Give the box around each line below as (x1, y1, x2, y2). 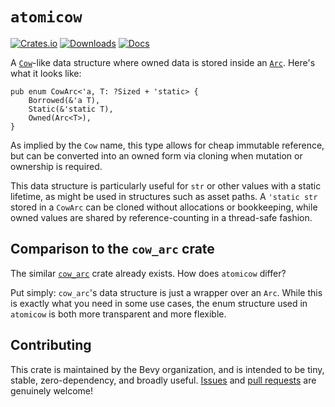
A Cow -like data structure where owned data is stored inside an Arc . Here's (10, 56, 316, 68)
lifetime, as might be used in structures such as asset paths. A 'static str (10, 190, 318, 202)
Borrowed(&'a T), (28, 95, 101, 105)
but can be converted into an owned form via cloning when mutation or (10, 149, 303, 162)
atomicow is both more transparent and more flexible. (10, 308, 227, 320)
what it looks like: (10, 67, 82, 79)
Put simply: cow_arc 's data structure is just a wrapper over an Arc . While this (10, 286, 323, 298)
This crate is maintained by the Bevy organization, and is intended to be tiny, (10, 363, 325, 375)
